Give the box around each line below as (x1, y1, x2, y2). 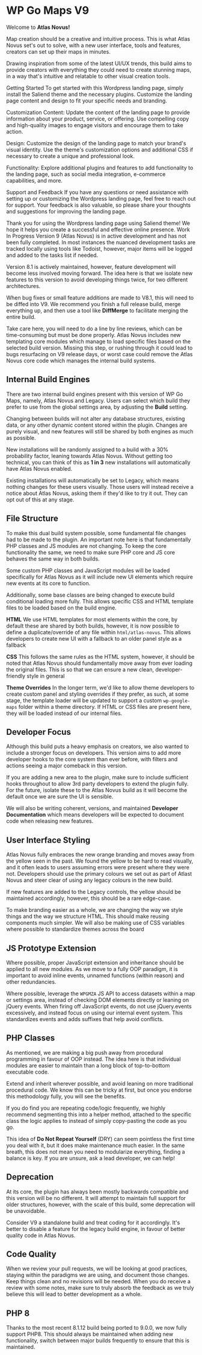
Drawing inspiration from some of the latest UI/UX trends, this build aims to (6, 60, 192, 67)
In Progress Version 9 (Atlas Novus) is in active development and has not (6, 232, 187, 239)
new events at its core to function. (6, 579, 91, 586)
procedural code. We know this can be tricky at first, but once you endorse (6, 1086, 192, 1093)
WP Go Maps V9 (6, 4, 90, 17)
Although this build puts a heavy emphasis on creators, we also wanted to (6, 743, 189, 750)
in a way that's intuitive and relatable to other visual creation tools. (6, 72, 170, 80)
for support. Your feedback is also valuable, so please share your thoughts (6, 201, 191, 209)
